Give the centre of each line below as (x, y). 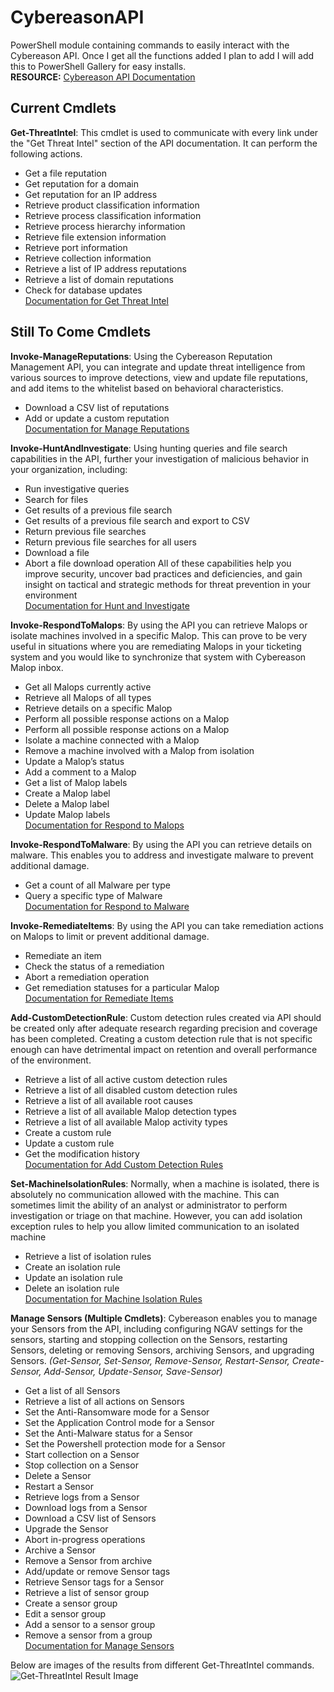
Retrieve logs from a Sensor (82, 1497)
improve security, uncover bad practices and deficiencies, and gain (163, 573)
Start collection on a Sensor (82, 1454)
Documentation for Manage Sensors (99, 1645)
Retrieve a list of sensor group (87, 1592)
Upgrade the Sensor (66, 1528)
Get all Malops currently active (88, 687)
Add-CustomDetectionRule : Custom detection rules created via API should (166, 1017)
